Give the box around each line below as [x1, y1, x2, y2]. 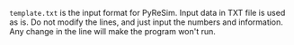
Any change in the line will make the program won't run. [9, 26, 216, 36]
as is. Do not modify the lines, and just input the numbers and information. [9, 17, 283, 27]
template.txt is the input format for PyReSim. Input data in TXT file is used [9, 8, 286, 18]
